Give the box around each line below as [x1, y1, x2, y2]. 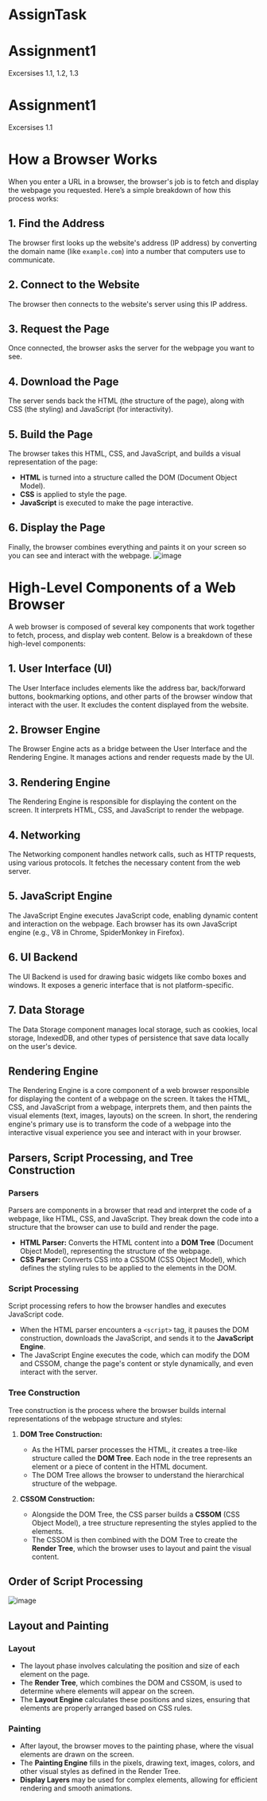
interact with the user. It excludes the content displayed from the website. [8, 699, 249, 710]
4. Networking [8, 828, 81, 842]
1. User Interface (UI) [8, 662, 113, 675]
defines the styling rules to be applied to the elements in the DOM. [19, 1263, 237, 1272]
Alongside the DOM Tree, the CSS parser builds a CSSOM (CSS [31, 1509, 241, 1519]
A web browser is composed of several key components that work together [8, 621, 255, 631]
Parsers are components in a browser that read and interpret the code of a [8, 1205, 252, 1215]
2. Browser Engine [8, 723, 101, 737]
